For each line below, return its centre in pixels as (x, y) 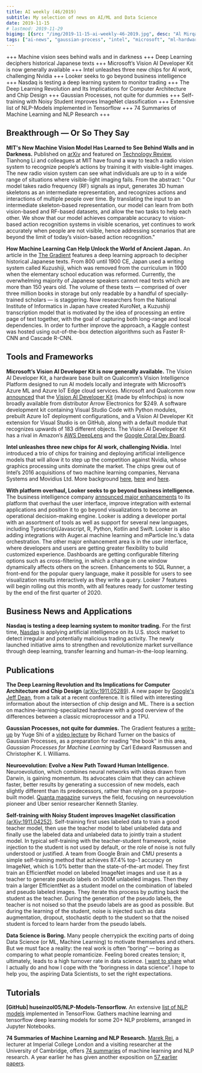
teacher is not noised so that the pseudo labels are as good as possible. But (100, 905)
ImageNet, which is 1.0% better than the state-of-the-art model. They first (98, 866)
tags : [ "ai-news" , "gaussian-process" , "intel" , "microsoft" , (86, 40)
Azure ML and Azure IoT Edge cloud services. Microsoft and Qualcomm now (101, 391)
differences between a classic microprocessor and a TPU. (78, 717)
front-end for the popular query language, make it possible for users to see (99, 573)
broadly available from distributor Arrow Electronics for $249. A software (96, 403)
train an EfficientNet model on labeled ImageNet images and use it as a (94, 873)
